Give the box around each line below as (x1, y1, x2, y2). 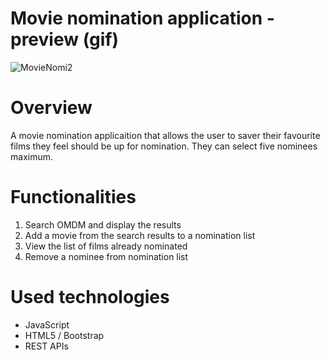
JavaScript (24, 318, 70, 331)
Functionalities (10, 186, 137, 209)
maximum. (10, 150, 53, 162)
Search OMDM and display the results (24, 218, 182, 231)
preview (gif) (10, 28, 120, 51)
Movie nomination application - (10, 7, 275, 30)
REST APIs (24, 340, 69, 352)
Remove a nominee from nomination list (24, 250, 189, 262)
